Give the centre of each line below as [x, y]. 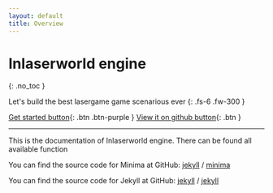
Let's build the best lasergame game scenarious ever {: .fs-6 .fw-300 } [127, 101]
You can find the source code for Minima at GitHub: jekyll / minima [119, 165]
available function [38, 149]
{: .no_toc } [27, 86]
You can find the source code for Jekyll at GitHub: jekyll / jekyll [114, 181]
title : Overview [36, 24]
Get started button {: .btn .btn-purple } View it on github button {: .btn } [125, 118]
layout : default [36, 16]
